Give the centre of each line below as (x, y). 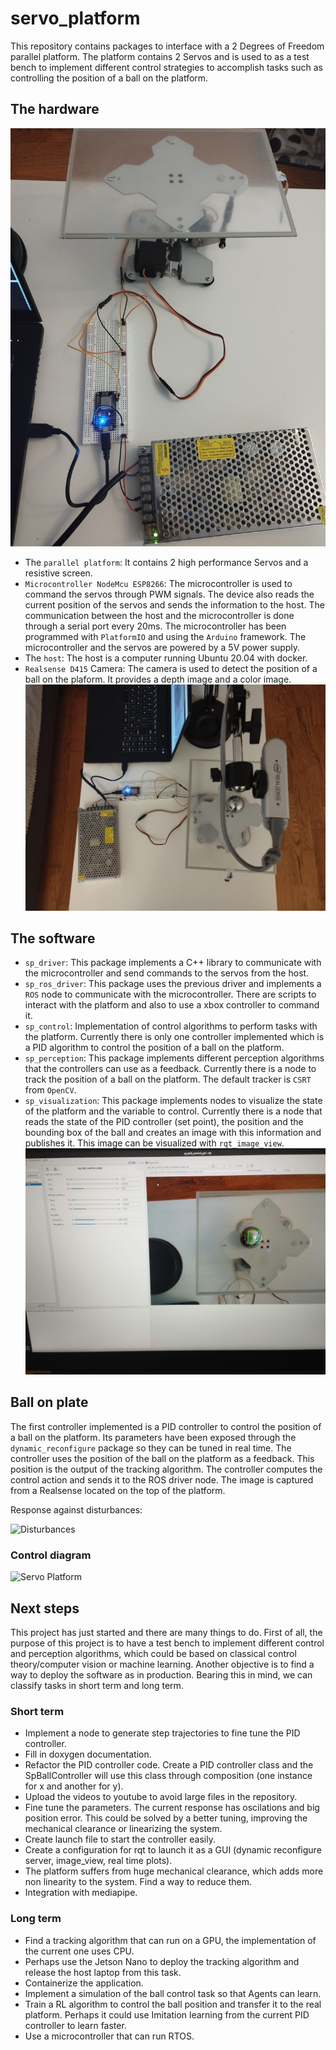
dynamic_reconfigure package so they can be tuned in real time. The (151, 1448)
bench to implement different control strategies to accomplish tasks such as (166, 67)
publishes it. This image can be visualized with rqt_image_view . (154, 1143)
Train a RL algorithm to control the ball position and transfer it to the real (173, 2004)
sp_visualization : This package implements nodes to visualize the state (173, 1101)
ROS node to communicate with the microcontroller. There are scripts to (170, 994)
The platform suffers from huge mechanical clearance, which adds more (174, 1871)
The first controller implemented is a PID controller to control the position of (166, 1426)
